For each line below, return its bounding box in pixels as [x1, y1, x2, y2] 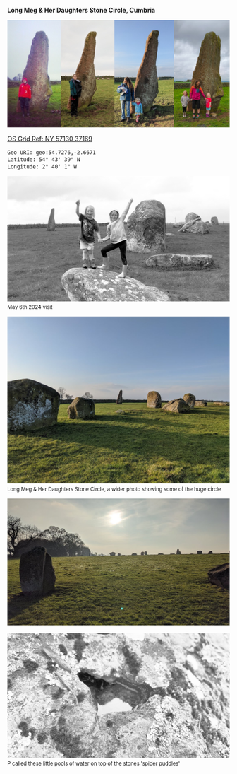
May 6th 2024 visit [7, 303, 53, 310]
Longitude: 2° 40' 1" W [7, 163, 78, 170]
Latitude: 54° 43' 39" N [7, 156, 80, 163]
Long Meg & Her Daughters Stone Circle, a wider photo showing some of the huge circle [7, 486, 221, 493]
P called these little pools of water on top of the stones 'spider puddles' [7, 760, 181, 768]
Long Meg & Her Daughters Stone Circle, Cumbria [7, 6, 156, 14]
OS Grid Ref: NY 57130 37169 [7, 134, 93, 143]
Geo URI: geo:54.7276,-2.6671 [7, 149, 97, 156]
